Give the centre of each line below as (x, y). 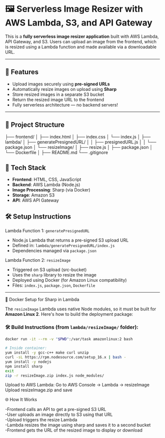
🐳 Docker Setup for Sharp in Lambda (42, 300)
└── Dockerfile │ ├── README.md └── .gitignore (56, 152)
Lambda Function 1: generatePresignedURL (47, 231)
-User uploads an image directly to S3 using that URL (59, 414)
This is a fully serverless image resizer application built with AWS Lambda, (82, 36)
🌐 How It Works (21, 400)
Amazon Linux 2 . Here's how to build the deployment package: (69, 314)
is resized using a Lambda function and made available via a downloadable (81, 47)
